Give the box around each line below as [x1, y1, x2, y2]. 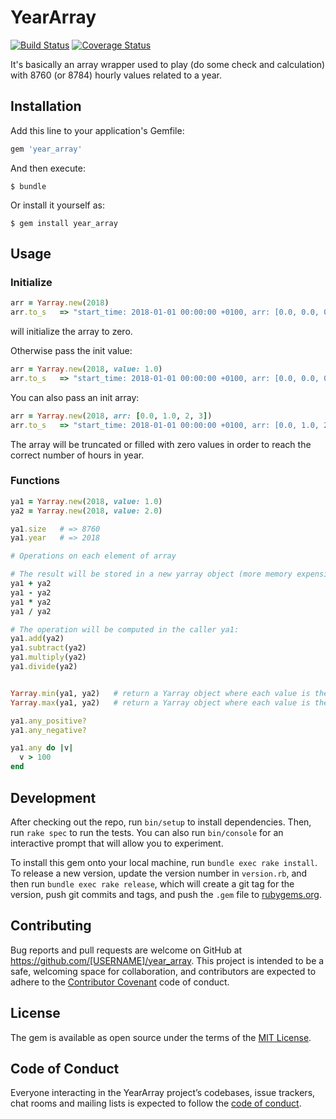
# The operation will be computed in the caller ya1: [10, 624, 240, 635]
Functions [10, 474, 60, 488]
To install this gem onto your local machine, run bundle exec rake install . [10, 856, 318, 868]
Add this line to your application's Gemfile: [10, 124, 185, 136]
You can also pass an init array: [10, 391, 140, 403]
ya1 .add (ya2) [10, 634, 65, 644]
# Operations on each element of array [10, 551, 177, 561]
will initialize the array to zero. [10, 326, 133, 338]
